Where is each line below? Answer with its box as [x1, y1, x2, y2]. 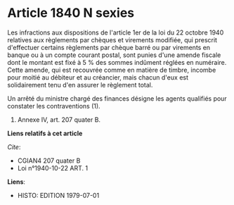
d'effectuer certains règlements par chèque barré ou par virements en [7, 43, 211, 51]
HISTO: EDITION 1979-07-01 [17, 191, 100, 199]
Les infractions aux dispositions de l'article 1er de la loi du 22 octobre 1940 [7, 28, 224, 37]
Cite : [7, 142, 21, 151]
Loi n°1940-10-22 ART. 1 [17, 163, 89, 172]
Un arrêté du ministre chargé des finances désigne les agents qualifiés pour [7, 94, 227, 103]
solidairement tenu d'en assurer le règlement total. [7, 80, 153, 89]
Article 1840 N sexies [7, 5, 135, 21]
